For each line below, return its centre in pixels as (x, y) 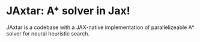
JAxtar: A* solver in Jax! (68, 11)
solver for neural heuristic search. (48, 33)
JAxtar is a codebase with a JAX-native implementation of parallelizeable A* (100, 27)
